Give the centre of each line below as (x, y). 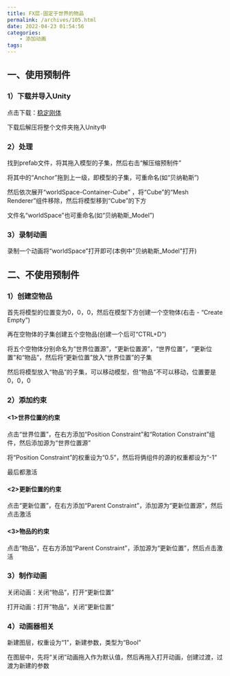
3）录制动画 (27, 234)
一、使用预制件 (39, 75)
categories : (24, 33)
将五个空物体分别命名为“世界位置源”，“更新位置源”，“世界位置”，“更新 (107, 348)
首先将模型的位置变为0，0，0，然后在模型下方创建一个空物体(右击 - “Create (115, 312)
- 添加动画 (33, 39)
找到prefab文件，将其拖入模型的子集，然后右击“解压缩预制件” (94, 163)
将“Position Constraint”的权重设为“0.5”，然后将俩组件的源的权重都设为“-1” (112, 458)
